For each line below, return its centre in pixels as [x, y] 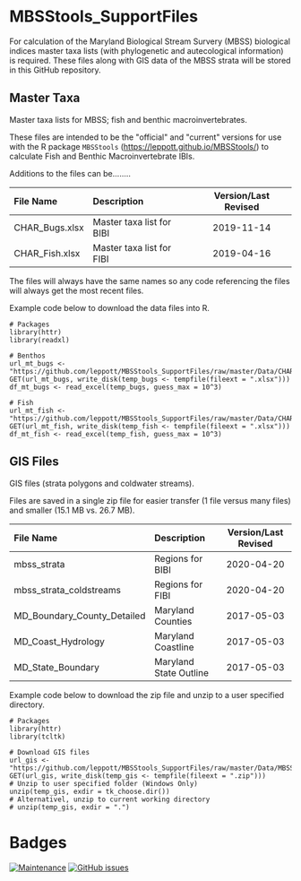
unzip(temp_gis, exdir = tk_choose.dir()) [90, 791]
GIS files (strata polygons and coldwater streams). [102, 483]
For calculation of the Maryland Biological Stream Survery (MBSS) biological [150, 41]
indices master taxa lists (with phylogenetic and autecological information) [146, 50]
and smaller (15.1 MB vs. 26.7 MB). [72, 510]
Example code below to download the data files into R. [110, 307]
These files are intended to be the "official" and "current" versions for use [146, 137]
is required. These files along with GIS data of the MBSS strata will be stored [150, 60]
